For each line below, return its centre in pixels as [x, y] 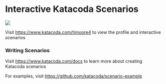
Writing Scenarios [27, 50]
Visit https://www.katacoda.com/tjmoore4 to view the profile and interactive [83, 32]
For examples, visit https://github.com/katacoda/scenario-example [74, 76]
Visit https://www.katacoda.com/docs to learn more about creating [74, 61]
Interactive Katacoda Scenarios [72, 9]
